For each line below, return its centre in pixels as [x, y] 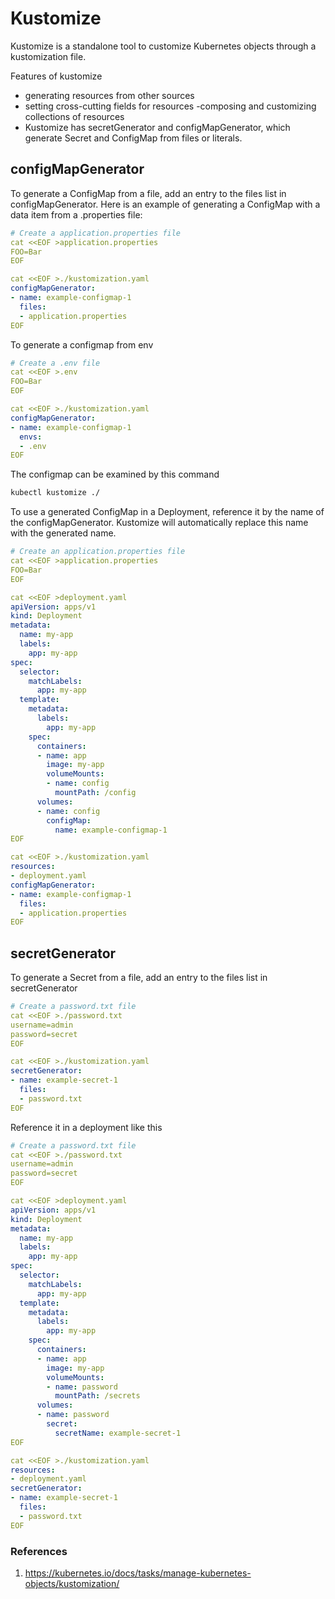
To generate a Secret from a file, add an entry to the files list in [139, 978]
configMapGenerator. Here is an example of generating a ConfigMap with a [165, 204]
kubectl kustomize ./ [55, 493]
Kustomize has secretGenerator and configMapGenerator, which [157, 127]
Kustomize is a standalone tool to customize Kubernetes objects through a [163, 46]
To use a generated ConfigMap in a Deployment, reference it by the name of [167, 512]
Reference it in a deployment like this [86, 1127]
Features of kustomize [56, 76]
